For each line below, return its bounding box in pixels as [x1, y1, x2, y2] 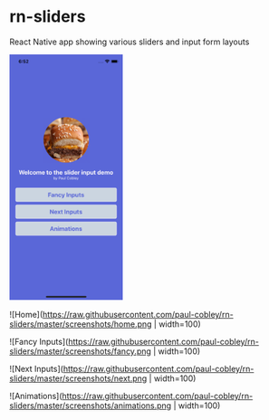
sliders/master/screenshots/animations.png [9, 400, 172, 411]
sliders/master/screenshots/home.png [9, 319, 152, 329]
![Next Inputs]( [9, 363, 63, 374]
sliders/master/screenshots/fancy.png [9, 346, 152, 357]
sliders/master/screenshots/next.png [9, 373, 148, 384]
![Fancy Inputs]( [9, 336, 69, 347]
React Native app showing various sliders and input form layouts [9, 36, 250, 47]
